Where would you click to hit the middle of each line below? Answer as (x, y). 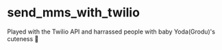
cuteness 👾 (23, 38)
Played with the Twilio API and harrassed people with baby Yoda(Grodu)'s (111, 32)
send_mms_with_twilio (74, 13)
